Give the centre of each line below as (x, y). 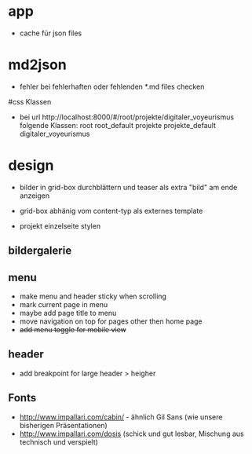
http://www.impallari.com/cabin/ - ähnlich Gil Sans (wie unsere (121, 417)
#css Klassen (30, 101)
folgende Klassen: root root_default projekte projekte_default (118, 125)
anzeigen (35, 196)
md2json (37, 65)
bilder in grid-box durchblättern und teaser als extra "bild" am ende (128, 187)
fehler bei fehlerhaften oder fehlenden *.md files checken (112, 86)
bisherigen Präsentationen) (63, 425)
